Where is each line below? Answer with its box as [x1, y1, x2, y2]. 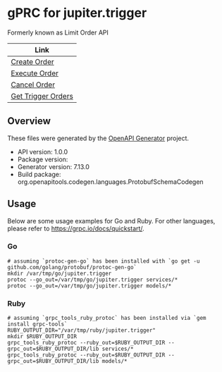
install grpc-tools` [7, 321, 68, 328]
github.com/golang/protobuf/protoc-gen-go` [7, 263, 137, 271]
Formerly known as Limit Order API [7, 28, 109, 37]
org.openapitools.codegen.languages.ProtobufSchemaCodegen [17, 178, 204, 186]
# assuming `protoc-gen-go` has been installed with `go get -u [7, 257, 200, 265]
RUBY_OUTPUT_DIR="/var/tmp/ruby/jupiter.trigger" [7, 327, 156, 334]
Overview [7, 115, 51, 128]
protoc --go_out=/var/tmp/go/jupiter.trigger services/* [7, 276, 178, 283]
